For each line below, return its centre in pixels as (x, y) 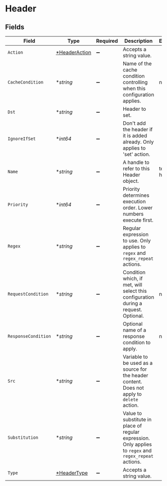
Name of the (137, 64)
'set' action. (136, 154)
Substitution (23, 438)
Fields (15, 27)
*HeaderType (72, 473)
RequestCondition (28, 294)
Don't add (134, 123)
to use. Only (137, 241)
